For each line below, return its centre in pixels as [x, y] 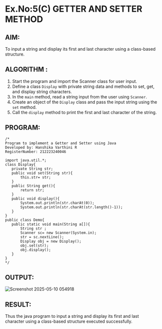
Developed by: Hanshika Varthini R [41, 147]
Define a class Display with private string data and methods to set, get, [83, 86]
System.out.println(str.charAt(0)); [57, 203]
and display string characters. [42, 92]
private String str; [32, 169]
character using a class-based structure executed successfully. [69, 321]
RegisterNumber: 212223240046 [36, 152]
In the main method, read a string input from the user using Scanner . [80, 97]
